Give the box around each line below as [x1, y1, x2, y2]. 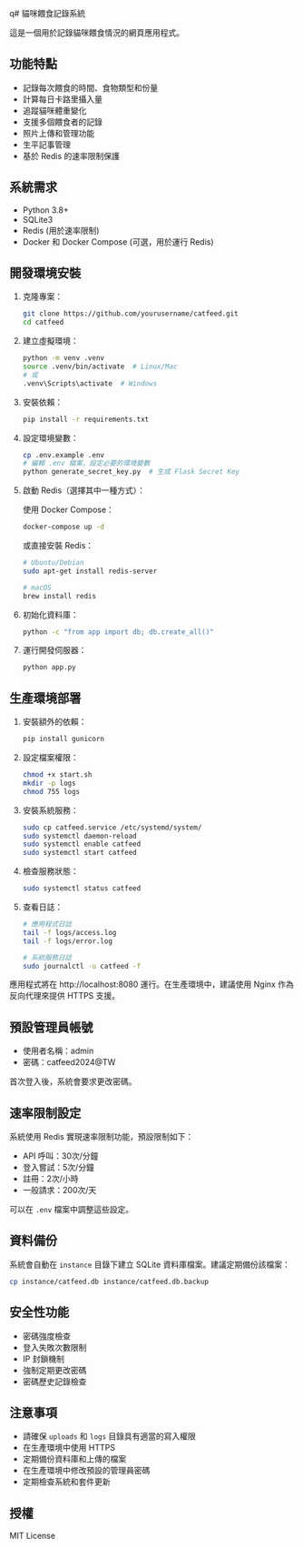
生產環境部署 [9, 690, 82, 706]
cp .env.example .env [22, 450, 104, 459]
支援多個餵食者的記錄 [22, 116, 103, 127]
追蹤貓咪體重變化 [22, 105, 87, 116]
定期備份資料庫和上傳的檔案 [22, 1453, 127, 1464]
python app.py [22, 663, 76, 672]
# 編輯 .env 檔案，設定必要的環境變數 [22, 458, 151, 468]
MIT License [9, 1531, 56, 1542]
